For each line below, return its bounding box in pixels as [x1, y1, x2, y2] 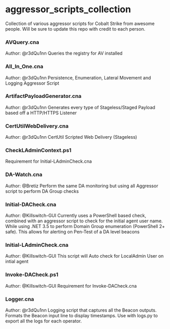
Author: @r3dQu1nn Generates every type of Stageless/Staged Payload [5, 104, 155, 110]
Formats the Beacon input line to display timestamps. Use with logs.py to [5, 312, 158, 318]
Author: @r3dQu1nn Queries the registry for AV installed [5, 50, 123, 57]
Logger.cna [5, 295, 35, 302]
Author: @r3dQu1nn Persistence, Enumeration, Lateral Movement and [5, 74, 151, 81]
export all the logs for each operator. [5, 318, 82, 324]
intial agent [5, 259, 29, 265]
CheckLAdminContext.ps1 [5, 147, 72, 154]
